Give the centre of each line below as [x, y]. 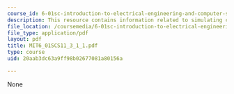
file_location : [29, 26]
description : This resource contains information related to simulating [115, 20]
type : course [26, 53]
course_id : [23, 13]
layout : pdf [24, 39]
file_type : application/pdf [48, 33]
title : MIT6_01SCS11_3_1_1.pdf [53, 46]
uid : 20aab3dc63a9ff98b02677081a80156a [65, 59]
